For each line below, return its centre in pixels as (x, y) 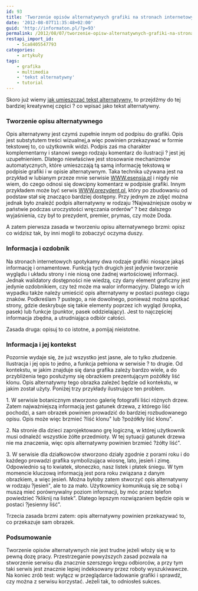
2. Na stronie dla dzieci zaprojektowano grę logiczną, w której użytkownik (95, 430)
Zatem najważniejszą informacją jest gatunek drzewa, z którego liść (88, 406)
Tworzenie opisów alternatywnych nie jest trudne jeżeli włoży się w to (91, 550)
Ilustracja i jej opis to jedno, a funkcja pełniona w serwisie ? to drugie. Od (94, 363)
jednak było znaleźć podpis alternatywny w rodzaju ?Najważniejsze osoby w (99, 203)
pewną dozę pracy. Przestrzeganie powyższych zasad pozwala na (87, 556)
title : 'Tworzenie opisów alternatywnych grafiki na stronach (84, 17)
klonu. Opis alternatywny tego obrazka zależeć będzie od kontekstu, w (92, 382)
